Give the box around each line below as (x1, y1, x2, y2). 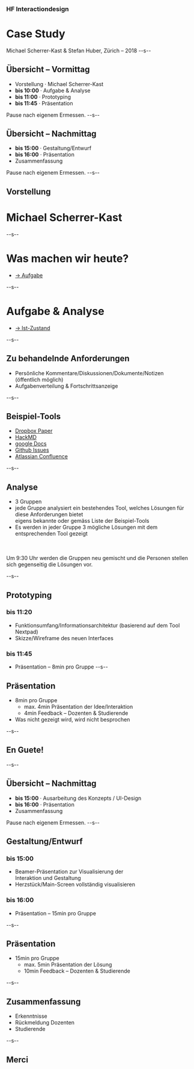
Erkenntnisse (14, 1012, 47, 1020)
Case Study (6, 27, 65, 41)
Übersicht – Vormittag (6, 64, 90, 75)
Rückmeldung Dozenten (14, 1019, 75, 1026)
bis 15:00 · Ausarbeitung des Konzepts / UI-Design (14, 794, 142, 802)
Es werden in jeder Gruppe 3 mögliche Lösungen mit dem (14, 523, 158, 531)
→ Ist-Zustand (14, 324, 50, 331)
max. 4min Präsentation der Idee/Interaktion (23, 703, 133, 710)
